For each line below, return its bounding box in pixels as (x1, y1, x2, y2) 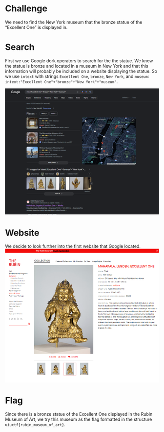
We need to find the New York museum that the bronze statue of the (5, 19, 143, 25)
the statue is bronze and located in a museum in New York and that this (5, 63, 148, 69)
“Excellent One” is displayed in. (5, 24, 68, 30)
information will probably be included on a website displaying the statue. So (5, 68, 158, 74)
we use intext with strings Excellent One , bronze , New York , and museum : (5, 73, 149, 79)
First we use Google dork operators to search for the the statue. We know (5, 57, 153, 64)
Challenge (5, 3, 48, 14)
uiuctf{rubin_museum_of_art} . (5, 422, 66, 428)
